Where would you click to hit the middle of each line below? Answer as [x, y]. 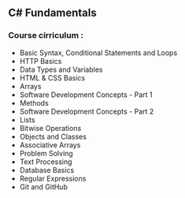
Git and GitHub [44, 187]
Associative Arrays [50, 144]
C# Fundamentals [52, 13]
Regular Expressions [53, 178]
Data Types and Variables [61, 69]
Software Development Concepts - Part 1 [86, 95]
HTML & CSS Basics [52, 77]
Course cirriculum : [46, 35]
